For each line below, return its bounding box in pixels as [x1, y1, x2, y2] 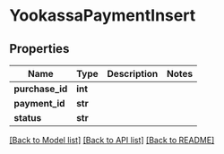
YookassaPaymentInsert [9, 5, 196, 26]
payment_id [13, 98, 65, 109]
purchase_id [13, 82, 68, 95]
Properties [9, 41, 70, 56]
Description [107, 68, 159, 80]
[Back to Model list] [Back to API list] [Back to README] [9, 135, 215, 145]
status [13, 112, 42, 124]
